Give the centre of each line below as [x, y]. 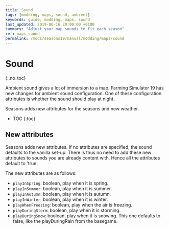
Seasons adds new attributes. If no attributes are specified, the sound [79, 147]
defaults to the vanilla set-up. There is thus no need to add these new [78, 152]
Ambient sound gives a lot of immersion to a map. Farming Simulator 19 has [85, 88]
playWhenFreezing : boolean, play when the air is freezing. [73, 204]
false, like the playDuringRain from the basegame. [65, 221]
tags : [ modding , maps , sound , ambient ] [48, 15]
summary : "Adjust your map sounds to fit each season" [65, 29]
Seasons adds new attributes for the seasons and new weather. [72, 108]
